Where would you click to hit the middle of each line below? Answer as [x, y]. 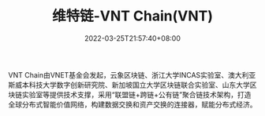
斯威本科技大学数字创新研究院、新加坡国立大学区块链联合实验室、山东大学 [129, 85]
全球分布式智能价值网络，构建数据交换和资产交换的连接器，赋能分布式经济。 [132, 104]
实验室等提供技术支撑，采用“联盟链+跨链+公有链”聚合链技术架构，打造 [136, 94]
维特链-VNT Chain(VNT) [132, 16]
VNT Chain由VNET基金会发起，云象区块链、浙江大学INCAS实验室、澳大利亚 [132, 74]
